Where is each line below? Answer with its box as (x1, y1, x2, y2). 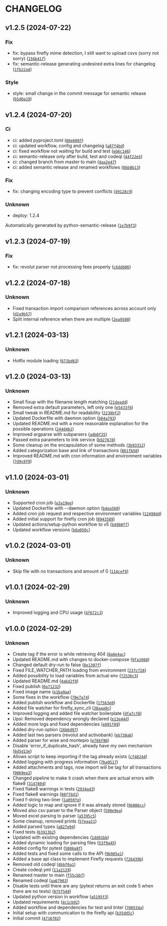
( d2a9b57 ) (12, 311, 32, 317)
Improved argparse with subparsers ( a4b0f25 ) (12, 431, 107, 437)
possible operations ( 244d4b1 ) (12, 426, 74, 432)
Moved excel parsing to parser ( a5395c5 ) (12, 812, 97, 818)
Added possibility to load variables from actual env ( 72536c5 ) (12, 672, 139, 678)
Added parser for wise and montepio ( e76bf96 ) (12, 737, 109, 743)
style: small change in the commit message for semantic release (12, 90, 146, 96)
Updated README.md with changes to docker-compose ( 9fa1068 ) (12, 656, 150, 662)
